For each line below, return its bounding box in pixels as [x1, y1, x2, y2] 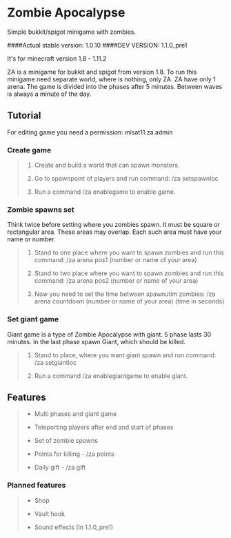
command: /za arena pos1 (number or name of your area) [34, 256, 198, 264]
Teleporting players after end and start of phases [34, 423, 174, 432]
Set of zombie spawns [34, 437, 99, 445]
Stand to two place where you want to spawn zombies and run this [34, 269, 224, 277]
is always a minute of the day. [7, 90, 92, 98]
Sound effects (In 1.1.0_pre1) [34, 523, 114, 531]
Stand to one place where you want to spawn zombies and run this [34, 248, 224, 257]
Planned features [7, 481, 66, 490]
